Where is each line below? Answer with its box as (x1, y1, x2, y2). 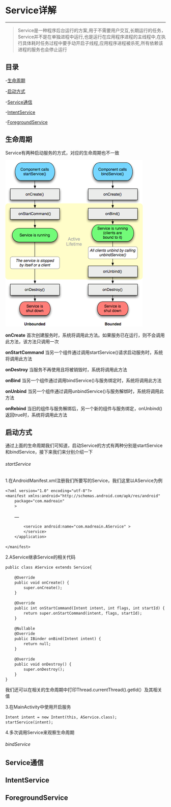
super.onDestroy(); (23, 667, 65, 672)
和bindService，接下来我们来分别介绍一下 (5, 449, 93, 455)
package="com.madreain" (14, 498, 65, 503)
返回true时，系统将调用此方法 (5, 412, 68, 418)
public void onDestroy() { (14, 662, 72, 667)
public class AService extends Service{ (5, 565, 93, 570)
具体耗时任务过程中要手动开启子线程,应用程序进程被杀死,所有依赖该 (22, 40, 163, 46)
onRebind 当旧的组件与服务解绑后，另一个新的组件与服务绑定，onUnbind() (5, 405, 163, 411)
